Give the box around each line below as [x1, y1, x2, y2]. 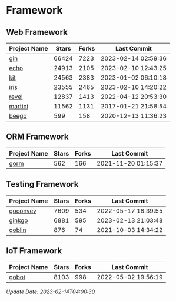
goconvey [9, 207, 37, 215]
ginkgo [9, 216, 28, 224]
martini [9, 102, 28, 110]
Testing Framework [6, 179, 79, 189]
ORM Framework [6, 132, 69, 142]
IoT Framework [6, 246, 62, 256]
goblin [9, 226, 26, 234]
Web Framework [6, 27, 68, 37]
